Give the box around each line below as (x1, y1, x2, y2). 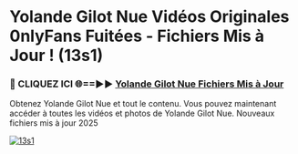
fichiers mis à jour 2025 (9, 118, 98, 128)
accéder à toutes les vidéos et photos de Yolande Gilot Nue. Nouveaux (9, 108, 275, 119)
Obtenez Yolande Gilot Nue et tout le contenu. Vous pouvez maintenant (9, 98, 277, 109)
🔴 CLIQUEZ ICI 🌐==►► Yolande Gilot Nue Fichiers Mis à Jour (9, 77, 284, 90)
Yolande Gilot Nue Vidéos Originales (9, 6, 290, 27)
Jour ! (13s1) (9, 46, 104, 66)
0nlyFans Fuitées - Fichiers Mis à (9, 26, 265, 46)
